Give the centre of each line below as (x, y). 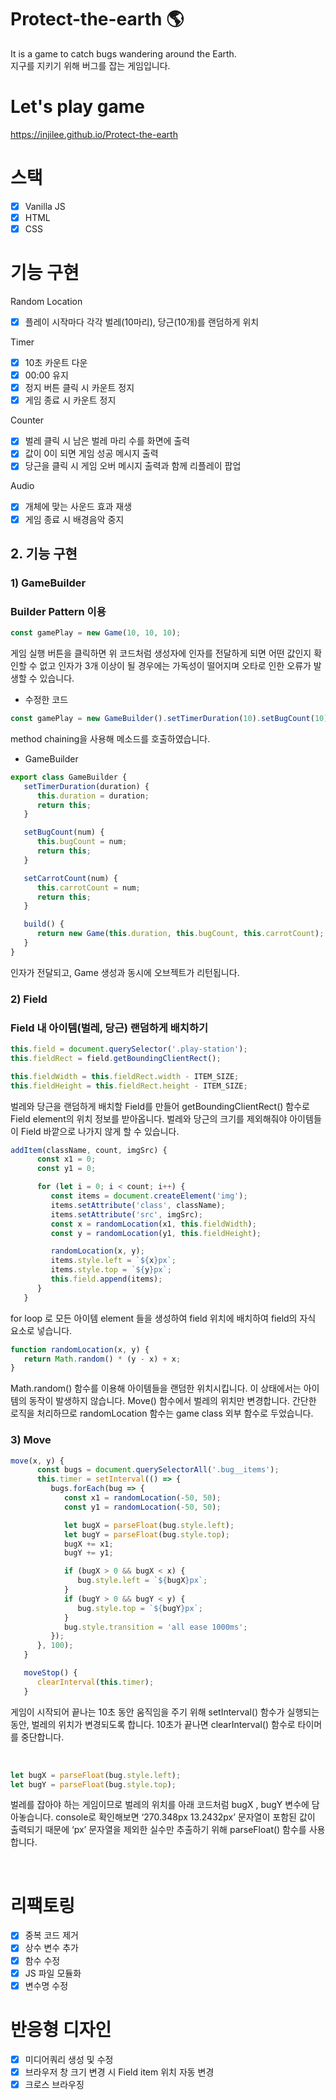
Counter (27, 420)
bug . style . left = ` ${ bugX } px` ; (142, 1581)
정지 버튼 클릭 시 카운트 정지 (79, 388)
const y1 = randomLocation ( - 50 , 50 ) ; (142, 1507)
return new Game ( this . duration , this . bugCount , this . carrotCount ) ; (180, 934)
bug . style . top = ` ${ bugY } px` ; (140, 1608)
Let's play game (78, 107)
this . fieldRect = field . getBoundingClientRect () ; (116, 1058)
